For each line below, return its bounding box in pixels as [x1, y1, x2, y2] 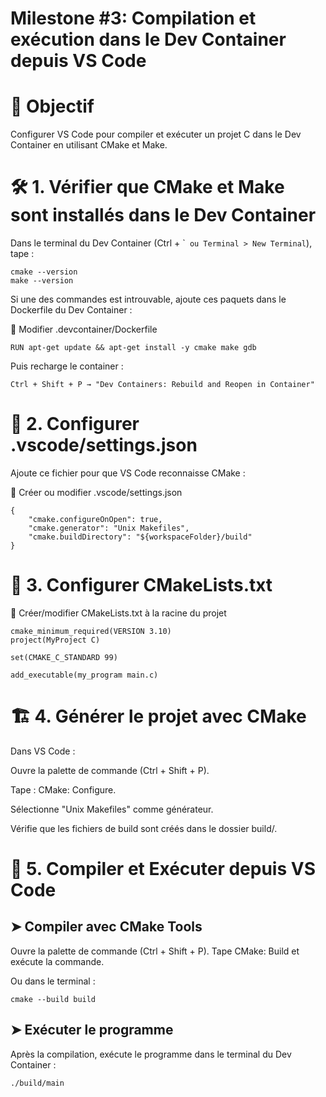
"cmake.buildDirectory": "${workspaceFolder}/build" [28, 532, 253, 542]
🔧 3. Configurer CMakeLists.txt [10, 574, 273, 597]
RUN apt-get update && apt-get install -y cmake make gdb [10, 343, 257, 353]
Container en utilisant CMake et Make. [10, 139, 168, 151]
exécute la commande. [10, 955, 105, 967]
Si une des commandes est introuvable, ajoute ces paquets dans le [10, 293, 287, 306]
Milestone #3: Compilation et [10, 7, 257, 30]
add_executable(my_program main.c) [10, 670, 159, 680]
